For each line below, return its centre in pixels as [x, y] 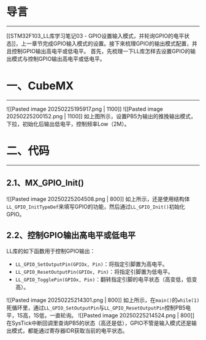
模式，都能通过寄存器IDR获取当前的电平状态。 [70, 331]
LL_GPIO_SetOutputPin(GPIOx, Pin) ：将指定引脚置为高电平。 [91, 264]
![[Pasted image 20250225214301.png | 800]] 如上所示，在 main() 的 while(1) [103, 300]
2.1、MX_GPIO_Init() [45, 183]
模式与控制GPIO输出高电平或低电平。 [58, 59]
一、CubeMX [40, 86]
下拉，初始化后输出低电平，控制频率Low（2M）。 [68, 124]
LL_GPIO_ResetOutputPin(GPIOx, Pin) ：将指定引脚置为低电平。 [94, 272]
